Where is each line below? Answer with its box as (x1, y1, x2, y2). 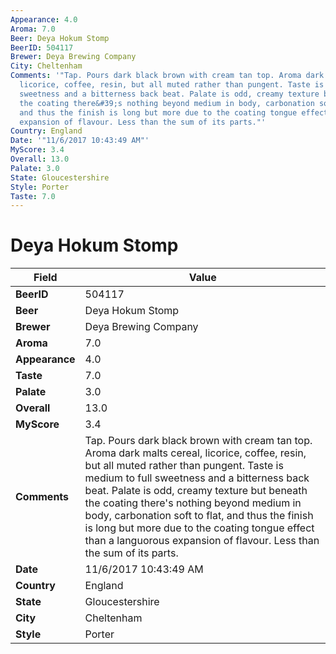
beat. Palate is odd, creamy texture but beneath (84, 484, 308, 498)
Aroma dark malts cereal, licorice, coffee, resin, (84, 446, 307, 460)
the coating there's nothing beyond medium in (84, 496, 302, 510)
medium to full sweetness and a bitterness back (84, 471, 310, 485)
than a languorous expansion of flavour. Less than (84, 534, 320, 548)
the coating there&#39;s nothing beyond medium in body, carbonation (19, 98, 315, 108)
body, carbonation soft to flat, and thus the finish (84, 509, 314, 523)
